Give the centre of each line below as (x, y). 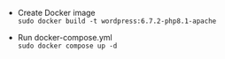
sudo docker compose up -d (67, 46)
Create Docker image (56, 13)
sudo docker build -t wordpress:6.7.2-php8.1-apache (117, 21)
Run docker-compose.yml (65, 37)
